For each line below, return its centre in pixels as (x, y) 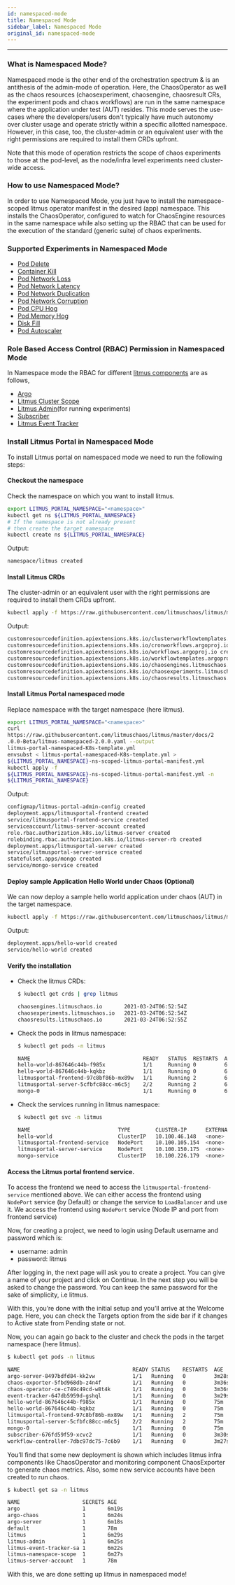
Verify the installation (39, 966)
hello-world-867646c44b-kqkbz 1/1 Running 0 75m (115, 1409)
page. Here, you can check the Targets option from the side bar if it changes (117, 1316)
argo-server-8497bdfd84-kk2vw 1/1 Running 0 (97, 1376)
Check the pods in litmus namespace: (72, 1033)
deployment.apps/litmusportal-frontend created (78, 813)
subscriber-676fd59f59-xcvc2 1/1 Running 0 (97, 1435)
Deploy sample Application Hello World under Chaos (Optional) (101, 881)
